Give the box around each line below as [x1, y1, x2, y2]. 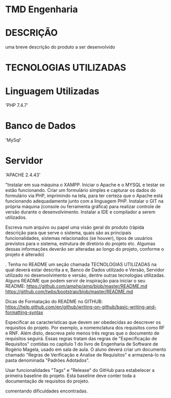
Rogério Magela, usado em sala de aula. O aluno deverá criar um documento [5, 346, 167, 352]
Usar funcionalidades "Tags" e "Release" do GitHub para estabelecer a [5, 367, 155, 373]
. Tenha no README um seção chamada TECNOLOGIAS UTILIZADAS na [5, 261, 157, 268]
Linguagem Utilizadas [5, 85, 100, 97]
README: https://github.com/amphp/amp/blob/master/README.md [5, 283, 148, 290]
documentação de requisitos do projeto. [5, 378, 90, 384]
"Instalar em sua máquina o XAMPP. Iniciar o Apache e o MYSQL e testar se [5, 182, 165, 188]
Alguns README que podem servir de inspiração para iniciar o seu [5, 278, 145, 284]
